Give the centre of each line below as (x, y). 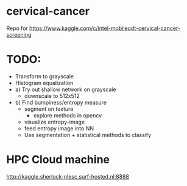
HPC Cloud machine (58, 160)
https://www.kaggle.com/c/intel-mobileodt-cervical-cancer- (105, 28)
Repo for (17, 28)
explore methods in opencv (68, 115)
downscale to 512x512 (52, 95)
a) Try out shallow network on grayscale (66, 89)
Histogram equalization (44, 83)
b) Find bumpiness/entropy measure (61, 102)
